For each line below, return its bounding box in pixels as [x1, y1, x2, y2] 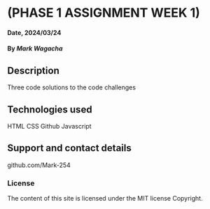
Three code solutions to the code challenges [7, 83, 136, 92]
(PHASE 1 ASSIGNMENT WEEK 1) [7, 5, 201, 21]
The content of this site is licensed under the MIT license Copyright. [7, 194, 203, 203]
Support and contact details [7, 142, 132, 154]
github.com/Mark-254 [7, 161, 71, 169]
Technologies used [7, 103, 92, 115]
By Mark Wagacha [7, 44, 63, 53]
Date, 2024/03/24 [7, 28, 62, 36]
